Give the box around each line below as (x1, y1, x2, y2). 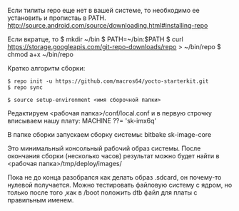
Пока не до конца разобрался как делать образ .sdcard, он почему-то (7, 173, 222, 181)
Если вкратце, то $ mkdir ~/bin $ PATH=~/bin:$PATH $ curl (7, 35, 183, 43)
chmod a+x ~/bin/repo (7, 50, 73, 58)
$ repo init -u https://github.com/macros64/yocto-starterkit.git (7, 78, 209, 85)
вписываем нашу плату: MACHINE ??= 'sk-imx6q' (7, 117, 157, 125)
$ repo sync (7, 84, 43, 91)
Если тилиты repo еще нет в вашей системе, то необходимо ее (7, 6, 200, 14)
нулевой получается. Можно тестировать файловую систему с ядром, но (7, 181, 233, 189)
